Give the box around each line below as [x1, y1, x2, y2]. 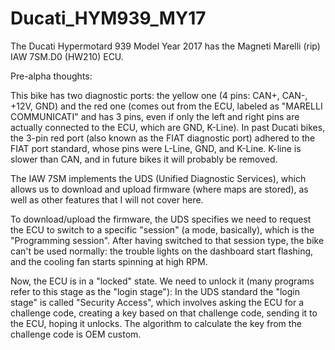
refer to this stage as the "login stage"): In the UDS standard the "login [10, 285, 300, 297]
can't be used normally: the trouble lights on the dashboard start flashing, [10, 245, 314, 257]
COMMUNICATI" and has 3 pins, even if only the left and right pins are [10, 110, 300, 122]
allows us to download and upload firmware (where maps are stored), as [10, 183, 309, 195]
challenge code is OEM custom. [10, 328, 142, 340]
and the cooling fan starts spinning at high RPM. [10, 255, 208, 267]
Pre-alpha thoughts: [10, 70, 93, 82]
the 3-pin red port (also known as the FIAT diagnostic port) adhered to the [10, 132, 316, 144]
